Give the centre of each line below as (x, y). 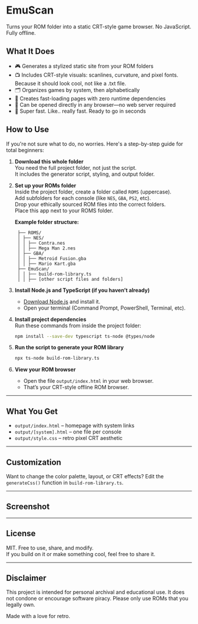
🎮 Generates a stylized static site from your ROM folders (84, 66)
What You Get (32, 411)
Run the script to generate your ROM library (69, 347)
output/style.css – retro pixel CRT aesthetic (68, 438)
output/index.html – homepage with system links (74, 426)
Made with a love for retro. (38, 616)
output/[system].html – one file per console (68, 432)
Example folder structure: (47, 222)
